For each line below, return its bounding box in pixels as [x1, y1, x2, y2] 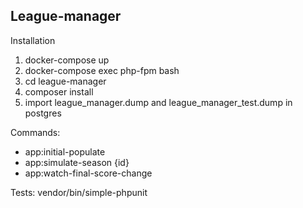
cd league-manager [24, 75, 107, 87]
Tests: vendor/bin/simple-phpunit [10, 186, 148, 198]
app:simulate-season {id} [24, 156, 130, 168]
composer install [24, 85, 94, 98]
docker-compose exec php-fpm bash [24, 64, 180, 76]
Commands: [10, 126, 61, 138]
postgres [24, 107, 62, 119]
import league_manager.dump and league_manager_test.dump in [24, 96, 293, 108]
